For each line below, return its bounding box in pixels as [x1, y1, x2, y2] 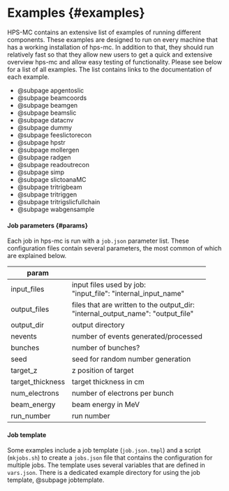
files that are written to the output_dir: [71, 300, 195, 310]
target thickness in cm [71, 377, 145, 387]
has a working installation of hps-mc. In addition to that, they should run [7, 43, 214, 51]
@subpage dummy [17, 123, 72, 131]
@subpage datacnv [17, 115, 74, 124]
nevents [10, 332, 37, 341]
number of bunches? [71, 343, 140, 353]
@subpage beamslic [17, 108, 77, 117]
